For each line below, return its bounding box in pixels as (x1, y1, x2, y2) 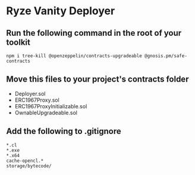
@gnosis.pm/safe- (144, 53, 187, 59)
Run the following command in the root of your (6, 28, 182, 38)
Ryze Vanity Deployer (6, 4, 115, 18)
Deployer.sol (14, 90, 46, 97)
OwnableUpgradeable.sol (14, 109, 77, 116)
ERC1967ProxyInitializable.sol (14, 102, 87, 110)
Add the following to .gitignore (6, 126, 122, 136)
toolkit (6, 37, 31, 47)
